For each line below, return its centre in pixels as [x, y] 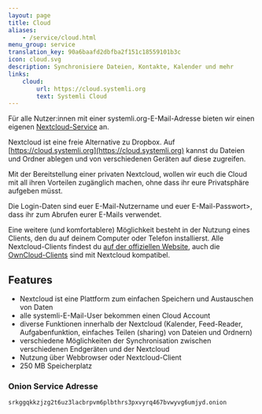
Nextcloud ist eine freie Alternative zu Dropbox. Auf [92, 142]
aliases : [22, 30]
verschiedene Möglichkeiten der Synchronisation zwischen [115, 341]
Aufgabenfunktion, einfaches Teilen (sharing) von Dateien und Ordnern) [136, 333]
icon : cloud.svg [35, 60]
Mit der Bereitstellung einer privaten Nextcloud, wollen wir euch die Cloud [128, 174]
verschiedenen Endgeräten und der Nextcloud [94, 349]
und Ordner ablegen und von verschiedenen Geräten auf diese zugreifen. [127, 159]
